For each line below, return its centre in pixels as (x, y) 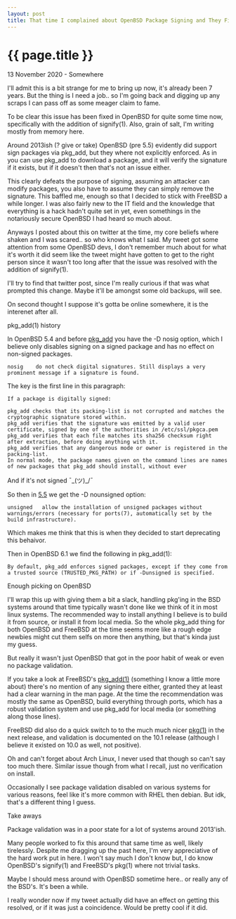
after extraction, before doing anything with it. (83, 442)
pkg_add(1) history (34, 326)
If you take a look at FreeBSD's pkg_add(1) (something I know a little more (114, 679)
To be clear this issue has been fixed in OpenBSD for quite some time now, (115, 117)
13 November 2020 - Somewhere (55, 75)
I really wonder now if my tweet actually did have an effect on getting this (113, 900)
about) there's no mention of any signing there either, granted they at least (115, 687)
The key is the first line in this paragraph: (66, 386)
